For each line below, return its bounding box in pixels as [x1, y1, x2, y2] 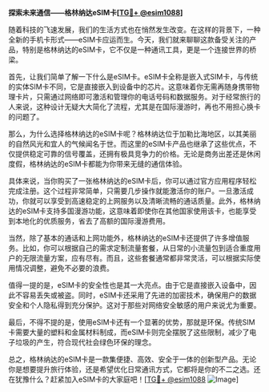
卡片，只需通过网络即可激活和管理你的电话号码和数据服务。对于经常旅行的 [14, 92, 261, 101]
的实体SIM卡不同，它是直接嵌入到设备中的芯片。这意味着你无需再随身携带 [8, 82, 253, 91]
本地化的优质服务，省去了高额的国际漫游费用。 [14, 216, 170, 225]
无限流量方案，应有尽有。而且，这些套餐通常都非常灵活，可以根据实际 [22, 253, 254, 263]
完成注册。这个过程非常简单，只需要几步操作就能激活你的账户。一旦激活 [8, 186, 247, 196]
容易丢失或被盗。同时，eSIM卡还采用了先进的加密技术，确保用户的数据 [22, 290, 257, 300]
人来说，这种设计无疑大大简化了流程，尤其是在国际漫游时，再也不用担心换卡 [8, 102, 261, 111]
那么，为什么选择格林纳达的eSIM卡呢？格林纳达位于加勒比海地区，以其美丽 [8, 129, 257, 139]
